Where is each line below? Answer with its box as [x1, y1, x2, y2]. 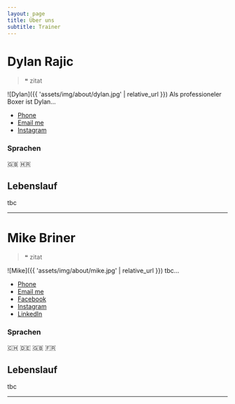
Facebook [17, 295, 47, 303]
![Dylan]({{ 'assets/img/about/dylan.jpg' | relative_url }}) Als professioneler [7, 90, 222, 99]
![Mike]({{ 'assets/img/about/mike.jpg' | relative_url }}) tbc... [7, 267, 180, 275]
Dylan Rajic [7, 53, 74, 69]
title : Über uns [7, 17, 55, 24]
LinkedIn [17, 309, 43, 319]
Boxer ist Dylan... [7, 97, 56, 106]
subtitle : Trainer [7, 23, 61, 30]
